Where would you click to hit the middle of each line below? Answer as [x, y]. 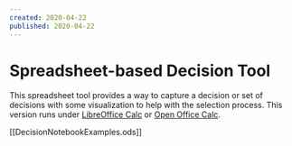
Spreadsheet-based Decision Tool [140, 71]
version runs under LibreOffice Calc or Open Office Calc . [115, 114]
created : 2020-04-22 [48, 18]
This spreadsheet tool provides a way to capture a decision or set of [137, 96]
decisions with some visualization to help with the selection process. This [146, 105]
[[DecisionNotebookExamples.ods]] [76, 132]
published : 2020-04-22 [52, 26]
